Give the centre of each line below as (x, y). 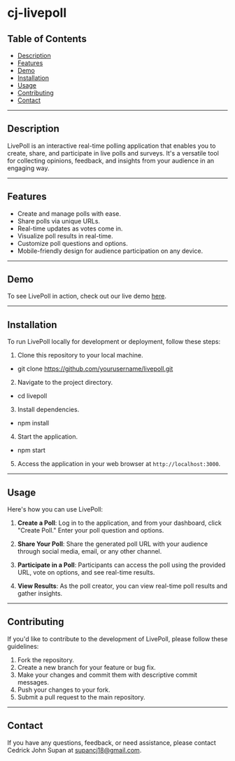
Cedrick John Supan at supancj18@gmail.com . (74, 750)
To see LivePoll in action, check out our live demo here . (87, 296)
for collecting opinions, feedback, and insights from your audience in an (111, 160)
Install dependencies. (48, 410)
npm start (31, 451)
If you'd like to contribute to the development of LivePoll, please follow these (117, 638)
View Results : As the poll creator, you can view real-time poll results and (122, 586)
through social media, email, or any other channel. (90, 551)
